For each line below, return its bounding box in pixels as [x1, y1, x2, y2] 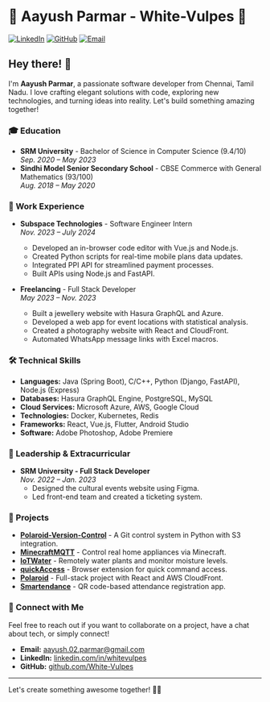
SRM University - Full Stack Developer [19, 466, 150, 476]
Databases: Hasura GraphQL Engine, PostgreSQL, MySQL [19, 393, 213, 403]
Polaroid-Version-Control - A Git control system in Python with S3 [19, 530, 241, 540]
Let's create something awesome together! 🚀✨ [8, 684, 162, 694]
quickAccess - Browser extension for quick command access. [19, 564, 227, 575]
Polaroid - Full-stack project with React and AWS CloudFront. [19, 573, 223, 583]
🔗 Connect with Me [8, 602, 84, 613]
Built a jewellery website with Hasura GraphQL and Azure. [31, 309, 223, 318]
